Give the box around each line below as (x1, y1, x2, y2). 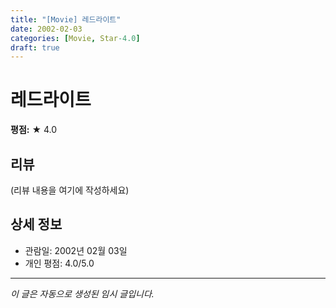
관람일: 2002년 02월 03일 (24, 244, 128, 256)
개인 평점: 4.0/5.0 (24, 257, 95, 269)
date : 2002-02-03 (10, 24, 83, 34)
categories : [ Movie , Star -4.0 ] (10, 33, 141, 43)
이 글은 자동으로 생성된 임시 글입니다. (10, 287, 155, 300)
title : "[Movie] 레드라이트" (10, 14, 122, 25)
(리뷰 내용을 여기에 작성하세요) (10, 184, 130, 196)
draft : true (10, 42, 60, 53)
